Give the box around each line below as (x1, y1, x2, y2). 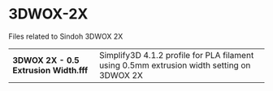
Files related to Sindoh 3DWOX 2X (8, 31, 123, 41)
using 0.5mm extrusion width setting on (98, 60, 251, 71)
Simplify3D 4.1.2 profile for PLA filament (98, 49, 254, 60)
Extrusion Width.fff (12, 64, 89, 76)
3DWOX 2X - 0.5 (12, 54, 80, 65)
